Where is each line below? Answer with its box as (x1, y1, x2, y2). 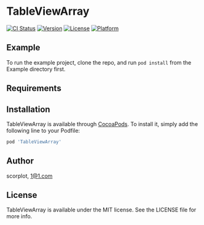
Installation (6, 104, 50, 114)
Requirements (6, 83, 61, 93)
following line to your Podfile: (6, 127, 80, 134)
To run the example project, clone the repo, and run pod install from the (6, 58, 192, 66)
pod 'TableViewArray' (6, 138, 62, 145)
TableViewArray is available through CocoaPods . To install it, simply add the (6, 120, 198, 127)
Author (6, 156, 34, 167)
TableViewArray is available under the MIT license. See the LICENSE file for (6, 206, 197, 213)
